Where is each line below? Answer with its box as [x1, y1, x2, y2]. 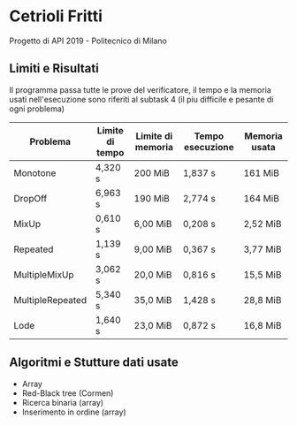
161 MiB [243, 166, 280, 179]
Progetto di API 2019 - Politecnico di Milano [9, 35, 168, 46]
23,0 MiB [133, 319, 172, 331]
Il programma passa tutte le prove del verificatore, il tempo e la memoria [9, 84, 271, 95]
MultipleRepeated [13, 293, 87, 306]
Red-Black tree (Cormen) [21, 387, 114, 399]
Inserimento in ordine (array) [21, 407, 126, 417]
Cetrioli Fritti [9, 6, 103, 27]
